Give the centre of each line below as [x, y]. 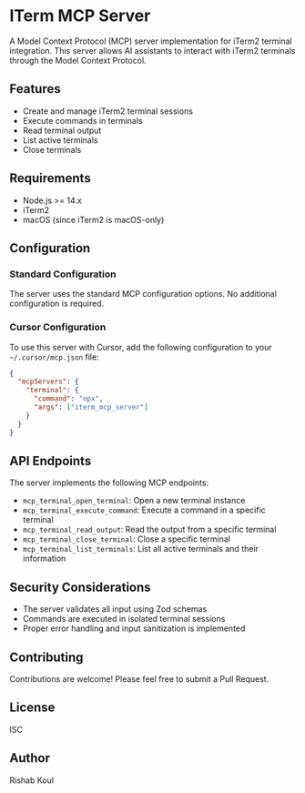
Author [30, 758]
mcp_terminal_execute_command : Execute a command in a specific [144, 510]
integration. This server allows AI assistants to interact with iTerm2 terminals [152, 50]
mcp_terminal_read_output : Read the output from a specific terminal [149, 530]
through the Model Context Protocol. [78, 60]
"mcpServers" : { [48, 382]
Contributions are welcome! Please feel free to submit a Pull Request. [139, 678]
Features [35, 89]
